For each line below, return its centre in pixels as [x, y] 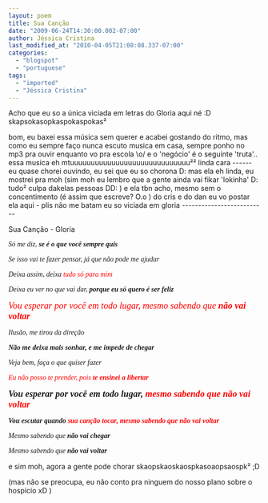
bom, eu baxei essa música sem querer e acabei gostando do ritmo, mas [128, 137]
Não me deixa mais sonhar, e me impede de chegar [81, 348]
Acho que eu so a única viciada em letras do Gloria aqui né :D [110, 113]
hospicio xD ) [30, 491]
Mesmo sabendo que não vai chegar [59, 436]
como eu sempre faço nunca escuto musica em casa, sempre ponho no [127, 146]
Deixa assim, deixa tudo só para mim [61, 275]
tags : [17, 75]
